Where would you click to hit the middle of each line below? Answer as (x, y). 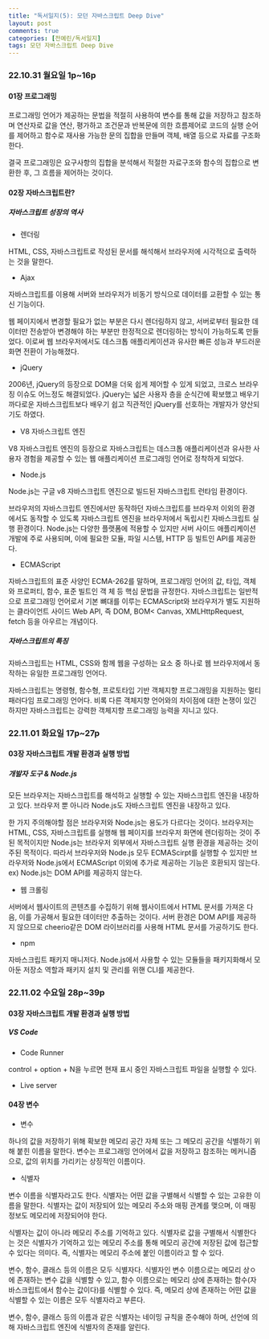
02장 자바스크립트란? (42, 192)
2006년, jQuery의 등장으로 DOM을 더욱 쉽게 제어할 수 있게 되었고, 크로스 (123, 384)
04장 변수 (24, 1105)
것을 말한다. (35, 261)
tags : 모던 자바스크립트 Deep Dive (61, 46)
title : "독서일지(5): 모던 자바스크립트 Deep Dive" (86, 16)
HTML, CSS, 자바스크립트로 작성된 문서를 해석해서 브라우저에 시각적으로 (122, 251)
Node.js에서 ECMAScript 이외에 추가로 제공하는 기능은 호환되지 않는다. (148, 863)
